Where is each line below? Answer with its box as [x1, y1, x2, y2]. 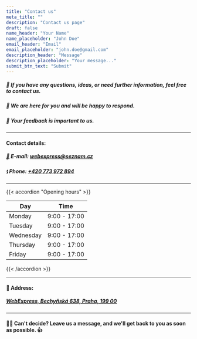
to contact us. [6, 87, 41, 94]
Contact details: [6, 139, 46, 147]
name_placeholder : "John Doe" [6, 36, 80, 42]
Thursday [9, 241, 36, 249]
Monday [9, 212, 32, 221]
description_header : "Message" [6, 52, 83, 58]
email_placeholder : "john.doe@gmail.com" [6, 47, 109, 53]
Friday [9, 250, 26, 259]
